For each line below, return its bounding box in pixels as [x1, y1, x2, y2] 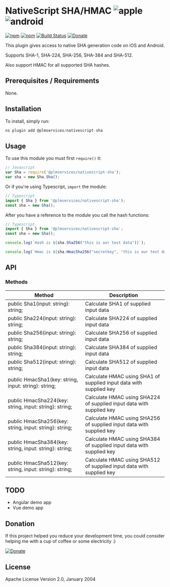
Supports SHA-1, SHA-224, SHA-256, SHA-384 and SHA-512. [5, 52, 133, 58]
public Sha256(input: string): [8, 329, 77, 336]
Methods [5, 279, 28, 286]
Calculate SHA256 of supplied [85, 329, 157, 336]
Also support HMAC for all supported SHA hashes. [5, 62, 110, 68]
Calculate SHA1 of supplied [85, 300, 151, 307]
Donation [5, 519, 35, 528]
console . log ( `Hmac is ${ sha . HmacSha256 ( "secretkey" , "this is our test [5, 249, 159, 254]
